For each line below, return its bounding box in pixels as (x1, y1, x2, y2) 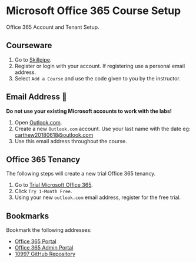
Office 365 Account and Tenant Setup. (6, 23, 99, 31)
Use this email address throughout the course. (14, 137, 128, 144)
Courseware (6, 41, 52, 50)
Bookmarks (6, 211, 49, 221)
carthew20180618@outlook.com (14, 131, 94, 139)
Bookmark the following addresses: (6, 227, 92, 234)
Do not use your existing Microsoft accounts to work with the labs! (6, 107, 172, 114)
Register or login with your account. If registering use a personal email (14, 62, 185, 69)
